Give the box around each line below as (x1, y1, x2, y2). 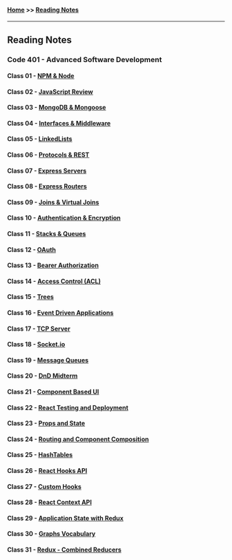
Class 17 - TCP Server (7, 325, 70, 333)
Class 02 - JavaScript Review (7, 87, 93, 96)
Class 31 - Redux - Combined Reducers (7, 545, 122, 554)
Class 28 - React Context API (7, 498, 92, 507)
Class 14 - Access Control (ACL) (7, 277, 101, 285)
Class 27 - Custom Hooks (7, 482, 81, 490)
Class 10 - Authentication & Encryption (7, 214, 121, 222)
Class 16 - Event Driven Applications (7, 309, 114, 317)
